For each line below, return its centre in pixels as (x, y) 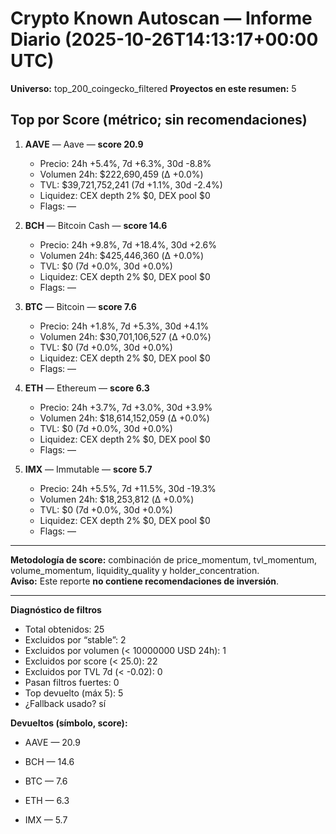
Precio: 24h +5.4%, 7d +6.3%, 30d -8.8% (125, 163)
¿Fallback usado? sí (65, 703)
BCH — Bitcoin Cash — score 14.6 (96, 225)
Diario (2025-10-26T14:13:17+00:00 (164, 39)
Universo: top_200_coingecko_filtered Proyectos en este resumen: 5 (153, 88)
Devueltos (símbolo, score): (69, 723)
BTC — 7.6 (46, 781)
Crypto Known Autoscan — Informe (161, 18)
